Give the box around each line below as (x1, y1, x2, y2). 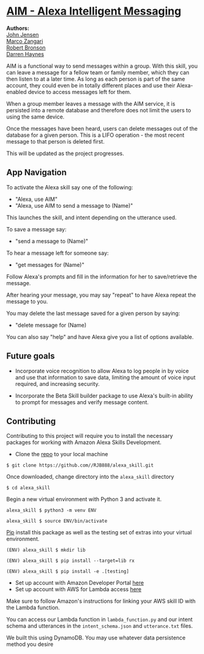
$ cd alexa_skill (6, 485, 51, 491)
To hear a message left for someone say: (6, 249, 109, 256)
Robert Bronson (6, 44, 46, 51)
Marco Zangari (6, 37, 44, 45)
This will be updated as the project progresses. (6, 150, 125, 157)
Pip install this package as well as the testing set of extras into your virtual (6, 529, 192, 536)
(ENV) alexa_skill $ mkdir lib (6, 547, 86, 553)
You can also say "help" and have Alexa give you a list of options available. (6, 333, 194, 340)
